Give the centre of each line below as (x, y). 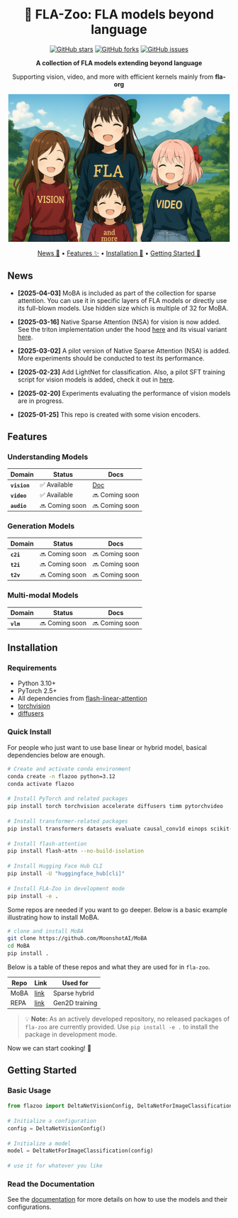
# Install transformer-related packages (68, 821)
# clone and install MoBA (45, 931)
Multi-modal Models (43, 595)
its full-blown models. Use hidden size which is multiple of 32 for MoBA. (123, 308)
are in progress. (40, 401)
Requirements (32, 668)
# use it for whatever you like (55, 1166)
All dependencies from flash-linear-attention (82, 699)
